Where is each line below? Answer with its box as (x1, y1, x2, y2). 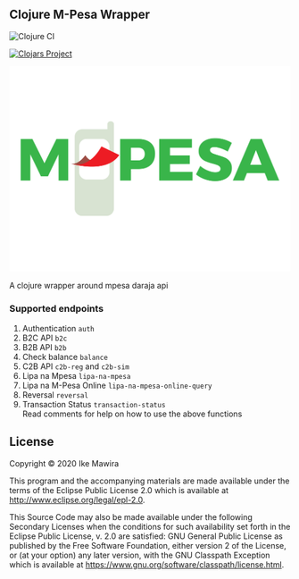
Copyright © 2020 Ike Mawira (9, 457, 120, 468)
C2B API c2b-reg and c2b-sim (21, 361, 129, 372)
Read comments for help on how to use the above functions (21, 408, 243, 419)
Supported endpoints (9, 303, 104, 315)
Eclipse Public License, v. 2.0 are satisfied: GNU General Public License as (9, 531, 283, 541)
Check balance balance (21, 351, 109, 362)
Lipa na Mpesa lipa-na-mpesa (21, 370, 131, 381)
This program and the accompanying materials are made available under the (9, 475, 290, 486)
